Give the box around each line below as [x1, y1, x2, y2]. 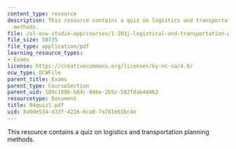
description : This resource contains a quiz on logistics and [7, 17, 193, 24]
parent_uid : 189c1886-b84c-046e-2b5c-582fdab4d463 [7, 89, 159, 96]
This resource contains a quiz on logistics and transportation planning [7, 127, 209, 136]
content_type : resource [7, 10, 77, 18]
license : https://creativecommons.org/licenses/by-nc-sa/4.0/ [7, 63, 193, 70]
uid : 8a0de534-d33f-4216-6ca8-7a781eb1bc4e [7, 108, 137, 115]
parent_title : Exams [7, 75, 68, 83]
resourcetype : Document [7, 96, 77, 103]
